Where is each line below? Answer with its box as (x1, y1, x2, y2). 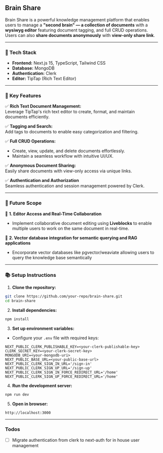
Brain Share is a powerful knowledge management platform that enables (5, 17, 149, 22)
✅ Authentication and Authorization (5, 178, 79, 183)
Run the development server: (12, 382, 73, 388)
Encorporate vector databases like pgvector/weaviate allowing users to (12, 249, 154, 255)
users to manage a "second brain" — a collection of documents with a (5, 22, 148, 28)
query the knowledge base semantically (12, 254, 92, 260)
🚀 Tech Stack (5, 49, 37, 55)
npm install (5, 316, 29, 322)
